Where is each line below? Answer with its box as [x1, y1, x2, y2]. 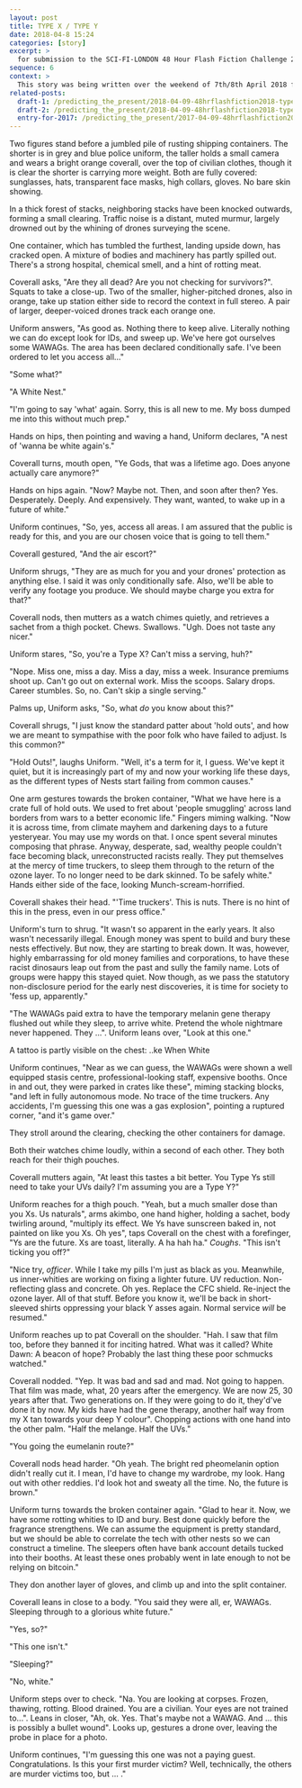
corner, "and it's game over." [9, 1110, 115, 1121]
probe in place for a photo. [9, 1732, 108, 1743]
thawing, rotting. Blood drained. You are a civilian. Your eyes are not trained [9, 1703, 289, 1714]
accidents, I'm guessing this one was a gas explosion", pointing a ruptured [9, 1100, 285, 1112]
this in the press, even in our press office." [9, 907, 166, 917]
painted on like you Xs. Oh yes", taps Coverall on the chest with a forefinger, [9, 1228, 291, 1239]
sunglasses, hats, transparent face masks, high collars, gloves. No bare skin [9, 176, 291, 187]
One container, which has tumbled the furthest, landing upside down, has [9, 240, 281, 251]
